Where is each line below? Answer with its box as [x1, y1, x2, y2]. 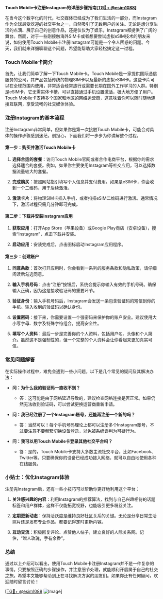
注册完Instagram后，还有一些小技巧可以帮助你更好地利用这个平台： [5, 486, 140, 492]
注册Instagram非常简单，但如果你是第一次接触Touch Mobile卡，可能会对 [5, 126, 150, 132]
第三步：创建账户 [5, 253, 39, 259]
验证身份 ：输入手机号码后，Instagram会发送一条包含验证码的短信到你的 [12, 298, 156, 304]
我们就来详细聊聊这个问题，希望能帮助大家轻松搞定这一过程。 [13, 46, 137, 51]
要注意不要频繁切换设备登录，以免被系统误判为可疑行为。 [23, 428, 139, 434]
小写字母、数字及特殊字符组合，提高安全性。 [12, 320, 102, 326]
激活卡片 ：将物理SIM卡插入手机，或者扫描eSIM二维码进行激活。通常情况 [12, 195, 158, 201]
